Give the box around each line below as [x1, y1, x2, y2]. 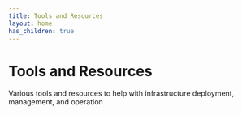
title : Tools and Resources [8, 11, 104, 20]
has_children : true [8, 27, 75, 35]
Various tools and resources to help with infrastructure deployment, [8, 88, 235, 98]
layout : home [8, 19, 53, 28]
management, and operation [8, 97, 103, 107]
